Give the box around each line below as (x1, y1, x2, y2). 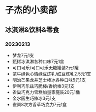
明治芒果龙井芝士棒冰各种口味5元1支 (12, 77, 86, 83)
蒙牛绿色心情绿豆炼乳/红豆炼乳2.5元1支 (12, 71, 92, 77)
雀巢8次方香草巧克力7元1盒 (12, 101, 67, 107)
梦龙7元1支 (12, 52, 34, 58)
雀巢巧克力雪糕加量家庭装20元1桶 (12, 89, 80, 95)
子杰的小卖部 (5, 4, 58, 16)
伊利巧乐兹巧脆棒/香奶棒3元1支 (12, 83, 75, 89)
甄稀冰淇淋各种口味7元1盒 (12, 58, 64, 64)
